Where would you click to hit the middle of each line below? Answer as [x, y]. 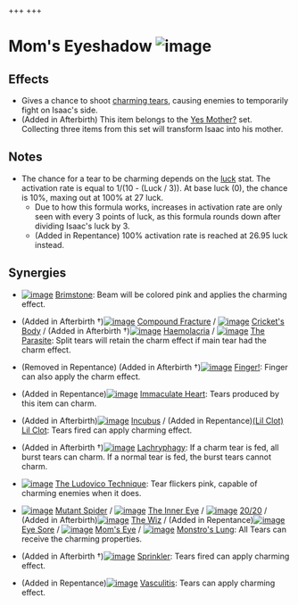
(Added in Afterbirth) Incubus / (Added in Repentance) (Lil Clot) [153, 420]
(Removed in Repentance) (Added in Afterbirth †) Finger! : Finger [154, 367]
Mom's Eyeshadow [80, 46]
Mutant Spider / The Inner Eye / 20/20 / [161, 510]
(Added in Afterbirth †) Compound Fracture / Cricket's [153, 321]
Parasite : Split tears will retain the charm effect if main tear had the [144, 340]
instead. [49, 244]
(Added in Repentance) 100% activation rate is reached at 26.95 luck [161, 235]
